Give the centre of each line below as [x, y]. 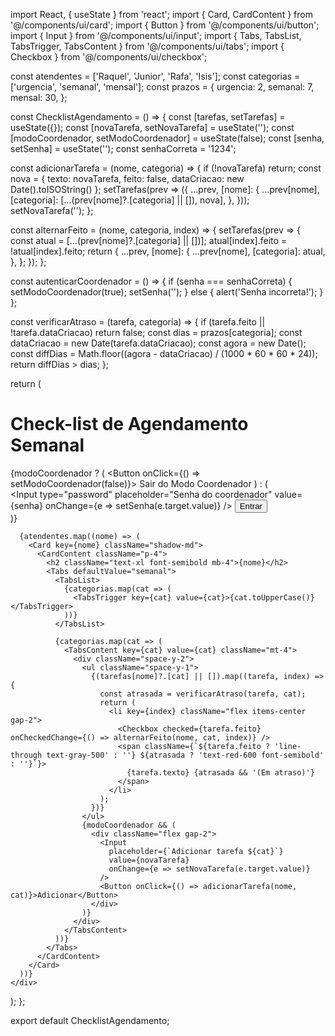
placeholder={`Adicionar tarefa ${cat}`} [196, 851]
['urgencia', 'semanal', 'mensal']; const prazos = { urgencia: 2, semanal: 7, [162, 87]
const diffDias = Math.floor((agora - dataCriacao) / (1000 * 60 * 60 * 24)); [164, 353]
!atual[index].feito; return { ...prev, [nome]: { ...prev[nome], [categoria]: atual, [168, 251]
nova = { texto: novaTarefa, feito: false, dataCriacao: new [127, 178]
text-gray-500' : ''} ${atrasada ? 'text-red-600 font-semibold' [185, 755]
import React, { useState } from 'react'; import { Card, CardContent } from [161, 14]
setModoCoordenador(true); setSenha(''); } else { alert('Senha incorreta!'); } [167, 292]
